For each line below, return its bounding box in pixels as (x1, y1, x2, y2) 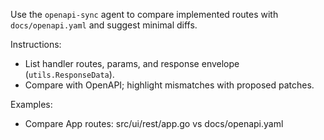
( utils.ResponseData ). (24, 69, 115, 80)
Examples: (10, 99, 53, 110)
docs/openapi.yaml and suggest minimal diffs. (10, 19, 198, 31)
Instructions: (10, 39, 62, 50)
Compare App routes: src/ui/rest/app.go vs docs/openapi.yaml (24, 118, 284, 129)
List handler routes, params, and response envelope (24, 58, 240, 69)
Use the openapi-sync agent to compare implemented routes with (10, 9, 279, 20)
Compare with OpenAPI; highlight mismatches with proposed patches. (24, 79, 315, 91)
